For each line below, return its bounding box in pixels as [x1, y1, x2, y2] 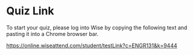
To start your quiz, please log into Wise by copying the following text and [6, 24, 188, 31]
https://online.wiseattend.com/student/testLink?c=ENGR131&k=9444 [6, 42, 177, 49]
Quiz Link [6, 4, 54, 18]
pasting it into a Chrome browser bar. [6, 30, 99, 37]
